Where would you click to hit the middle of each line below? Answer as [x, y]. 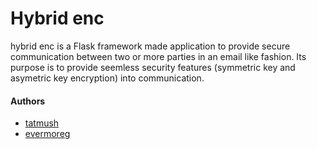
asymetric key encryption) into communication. [107, 78]
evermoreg [47, 134]
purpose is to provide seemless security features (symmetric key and [153, 67]
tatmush [42, 123]
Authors [28, 101]
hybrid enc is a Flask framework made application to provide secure [150, 46]
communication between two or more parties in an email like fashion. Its [158, 56]
